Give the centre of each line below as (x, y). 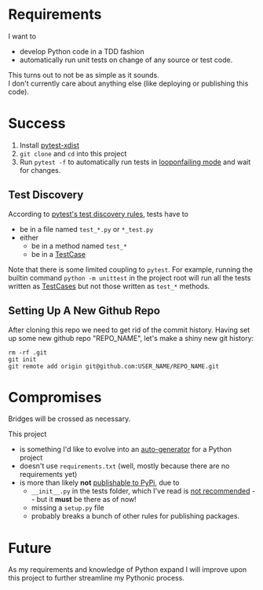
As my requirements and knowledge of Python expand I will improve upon (128, 570)
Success (37, 124)
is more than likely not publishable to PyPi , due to (99, 483)
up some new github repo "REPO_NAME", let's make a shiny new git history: (131, 338)
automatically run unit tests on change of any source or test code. (126, 60)
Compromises (55, 397)
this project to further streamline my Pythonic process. (96, 578)
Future (30, 548)
